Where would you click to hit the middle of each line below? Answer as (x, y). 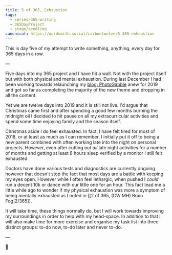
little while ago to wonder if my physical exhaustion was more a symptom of (85, 190)
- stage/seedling (28, 29)
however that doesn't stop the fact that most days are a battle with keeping (84, 174)
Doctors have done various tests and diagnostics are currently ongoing (80, 168)
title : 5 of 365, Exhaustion (36, 10)
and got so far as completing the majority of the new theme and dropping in (85, 90)
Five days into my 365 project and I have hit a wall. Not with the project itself (86, 74)
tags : (11, 15)
